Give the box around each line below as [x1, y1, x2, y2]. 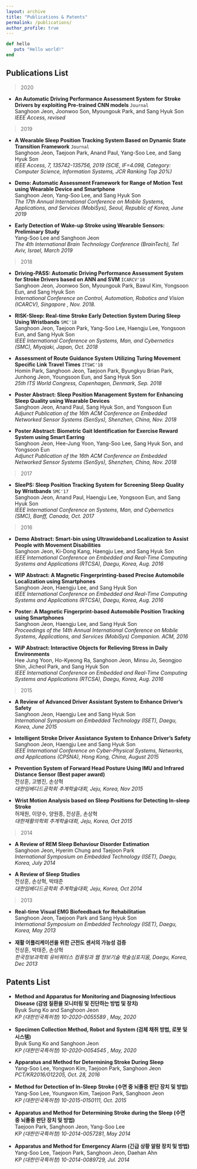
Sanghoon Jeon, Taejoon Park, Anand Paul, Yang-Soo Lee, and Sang [14, 149, 181, 156]
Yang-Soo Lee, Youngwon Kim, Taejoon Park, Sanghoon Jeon [14, 1090, 164, 1097]
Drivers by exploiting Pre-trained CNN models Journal [14, 101, 149, 109]
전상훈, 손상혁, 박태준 [14, 877, 63, 884]
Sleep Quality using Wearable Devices [14, 397, 110, 404]
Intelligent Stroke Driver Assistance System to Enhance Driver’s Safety [14, 735, 191, 742]
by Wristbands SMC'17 [14, 487, 69, 494]
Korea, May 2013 [14, 927, 56, 934]
